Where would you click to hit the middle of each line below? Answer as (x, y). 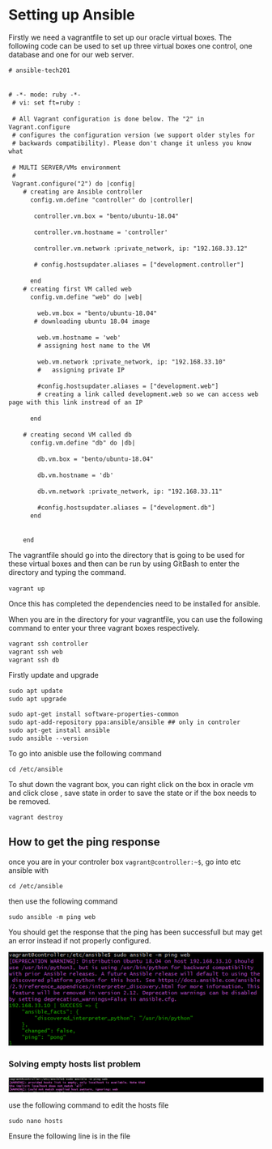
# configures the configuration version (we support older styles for (133, 135)
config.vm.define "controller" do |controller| (112, 200)
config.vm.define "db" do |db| (83, 443)
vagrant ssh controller (49, 644)
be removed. (30, 801)
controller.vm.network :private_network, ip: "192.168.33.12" (141, 249)
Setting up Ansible (72, 15)
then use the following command (63, 901)
